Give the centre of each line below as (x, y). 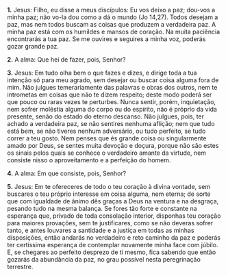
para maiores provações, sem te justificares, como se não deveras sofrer (110, 223)
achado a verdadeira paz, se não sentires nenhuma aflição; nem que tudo (111, 124)
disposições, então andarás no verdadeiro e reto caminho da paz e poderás (114, 238)
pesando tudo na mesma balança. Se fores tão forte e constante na (102, 209)
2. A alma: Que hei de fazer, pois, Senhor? (67, 60)
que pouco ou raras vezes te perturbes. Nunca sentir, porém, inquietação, (112, 102)
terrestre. (20, 267)
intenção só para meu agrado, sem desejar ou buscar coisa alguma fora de (113, 80)
